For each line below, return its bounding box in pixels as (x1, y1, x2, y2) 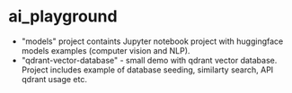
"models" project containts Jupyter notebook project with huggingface (21, 36, 284, 46)
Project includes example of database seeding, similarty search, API (21, 64, 274, 75)
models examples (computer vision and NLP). (21, 45, 190, 55)
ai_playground (8, 6, 118, 27)
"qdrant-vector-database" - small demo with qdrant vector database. (21, 55, 278, 65)
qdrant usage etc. (21, 73, 87, 84)
